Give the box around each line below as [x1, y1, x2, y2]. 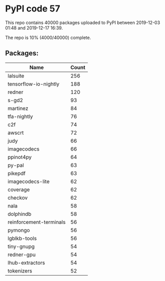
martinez [7, 104, 28, 111]
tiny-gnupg [7, 243, 35, 250]
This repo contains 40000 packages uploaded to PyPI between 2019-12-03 [5, 19, 161, 25]
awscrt [7, 129, 24, 136]
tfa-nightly [7, 113, 33, 120]
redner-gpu [7, 251, 36, 258]
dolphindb [7, 210, 31, 217]
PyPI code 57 [5, 3, 61, 14]
